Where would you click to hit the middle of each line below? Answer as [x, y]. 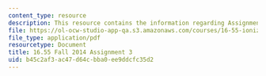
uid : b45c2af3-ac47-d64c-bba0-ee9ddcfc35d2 [81, 60]
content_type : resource [47, 15]
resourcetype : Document [47, 45]
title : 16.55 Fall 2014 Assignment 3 [70, 52]
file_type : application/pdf [55, 38]
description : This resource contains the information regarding [116, 23]
